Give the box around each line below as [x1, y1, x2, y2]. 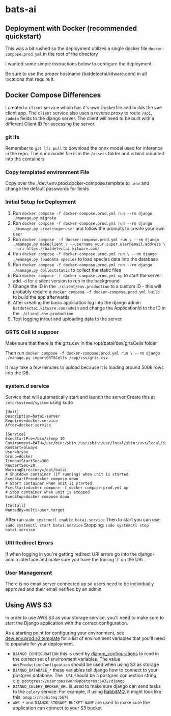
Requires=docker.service [5, 418, 58, 423]
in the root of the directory [43, 51, 98, 57]
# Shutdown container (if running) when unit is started [5, 472, 129, 477]
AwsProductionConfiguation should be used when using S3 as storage [12, 661, 159, 667]
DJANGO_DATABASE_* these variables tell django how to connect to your [12, 666, 158, 673]
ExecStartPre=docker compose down [5, 476, 79, 482]
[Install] [5, 503, 26, 509]
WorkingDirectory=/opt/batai [5, 467, 67, 473]
